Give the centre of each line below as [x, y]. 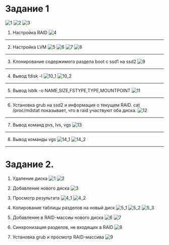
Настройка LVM [29, 47]
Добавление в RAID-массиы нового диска [58, 217]
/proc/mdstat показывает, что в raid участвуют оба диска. [74, 110]
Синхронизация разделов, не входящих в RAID [63, 227]
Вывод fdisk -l [27, 76]
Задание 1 [27, 9]
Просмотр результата [36, 198]
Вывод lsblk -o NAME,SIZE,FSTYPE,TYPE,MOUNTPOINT [71, 90]
